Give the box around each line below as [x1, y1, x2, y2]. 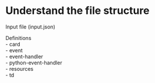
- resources [5, 65, 34, 72]
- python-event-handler [5, 59, 62, 66]
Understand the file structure [5, 4, 150, 17]
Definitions [5, 34, 31, 41]
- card [5, 41, 20, 48]
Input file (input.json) [5, 23, 56, 30]
